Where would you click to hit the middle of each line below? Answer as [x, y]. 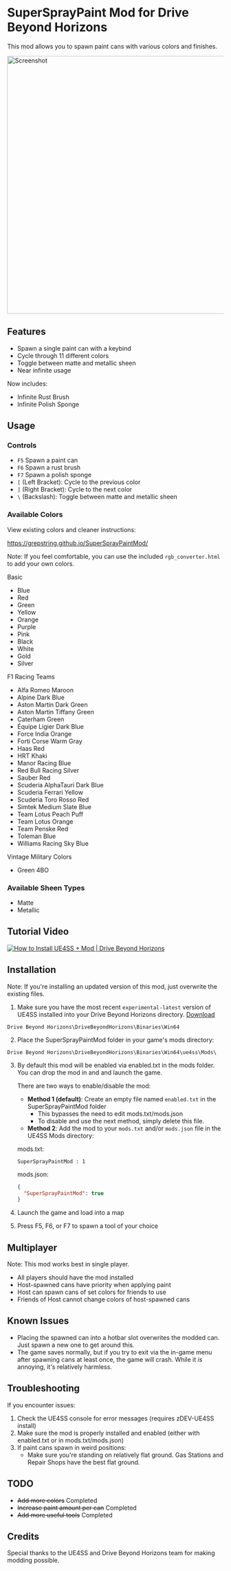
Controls [22, 446]
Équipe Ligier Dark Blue [50, 726]
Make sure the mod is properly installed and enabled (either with [108, 1433]
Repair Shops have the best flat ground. [84, 1462]
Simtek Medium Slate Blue [54, 806]
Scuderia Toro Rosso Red [53, 800]
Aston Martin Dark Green [52, 704]
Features [26, 332]
